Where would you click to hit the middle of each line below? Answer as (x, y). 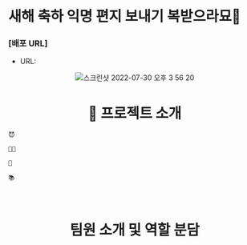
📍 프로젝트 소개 (135, 113)
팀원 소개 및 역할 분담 (135, 230)
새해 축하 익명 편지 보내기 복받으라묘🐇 (125, 16)
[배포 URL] (28, 43)
